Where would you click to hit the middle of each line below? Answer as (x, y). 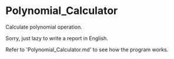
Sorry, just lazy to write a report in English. (57, 38)
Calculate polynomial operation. (44, 27)
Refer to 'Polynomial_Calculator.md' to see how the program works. (87, 49)
